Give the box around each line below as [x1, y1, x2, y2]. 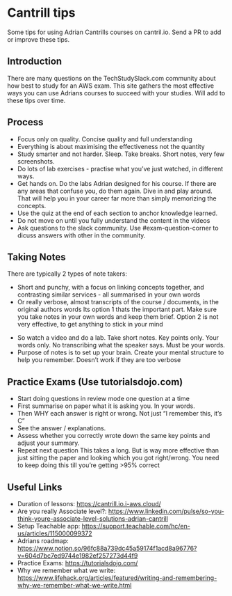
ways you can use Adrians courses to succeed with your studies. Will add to [7, 88, 226, 97]
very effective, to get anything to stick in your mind [17, 320, 163, 329]
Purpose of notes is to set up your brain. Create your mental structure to [17, 348, 224, 356]
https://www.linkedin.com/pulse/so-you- [108, 507, 224, 515]
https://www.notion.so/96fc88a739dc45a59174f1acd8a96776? [17, 544, 197, 552]
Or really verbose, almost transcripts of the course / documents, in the [17, 298, 219, 306]
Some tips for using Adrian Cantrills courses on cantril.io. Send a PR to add [7, 28, 222, 36]
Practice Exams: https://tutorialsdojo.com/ [17, 559, 138, 567]
